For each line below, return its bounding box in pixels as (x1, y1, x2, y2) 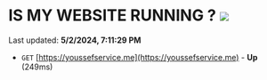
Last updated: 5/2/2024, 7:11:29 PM (8, 35, 142, 45)
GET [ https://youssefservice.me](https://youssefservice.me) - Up (20, 52, 258, 62)
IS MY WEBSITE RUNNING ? (8, 5, 217, 26)
